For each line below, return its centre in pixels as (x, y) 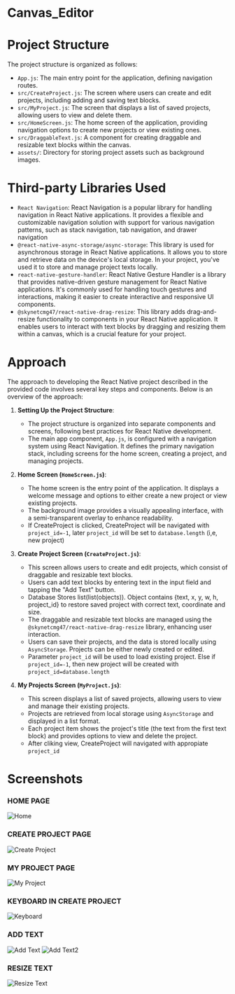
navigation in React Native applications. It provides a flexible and (111, 215)
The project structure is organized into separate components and (122, 424)
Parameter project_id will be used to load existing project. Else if (121, 657)
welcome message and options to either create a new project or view (127, 496)
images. (29, 160)
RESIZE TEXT (30, 968)
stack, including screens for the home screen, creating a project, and (127, 454)
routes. (28, 85)
